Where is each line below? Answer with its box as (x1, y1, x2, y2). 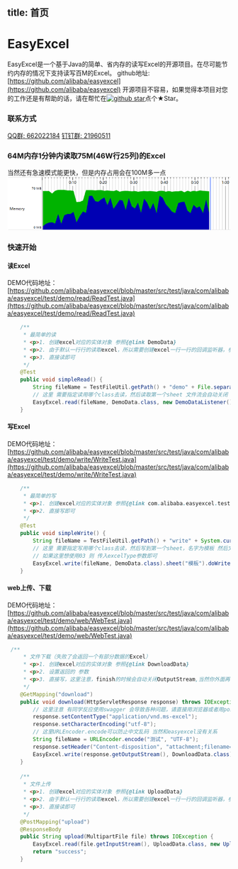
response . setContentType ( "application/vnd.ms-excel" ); (33, 713, 198, 720)
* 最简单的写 (23, 492, 57, 500)
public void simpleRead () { (20, 376, 103, 384)
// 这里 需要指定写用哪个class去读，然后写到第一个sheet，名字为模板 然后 (33, 544, 228, 552)
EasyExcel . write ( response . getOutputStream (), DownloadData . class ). (33, 750, 236, 758)
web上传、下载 (7, 583, 52, 592)
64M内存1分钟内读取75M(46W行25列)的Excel (7, 151, 166, 161)
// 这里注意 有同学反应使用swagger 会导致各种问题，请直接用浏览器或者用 (33, 706, 225, 713)
